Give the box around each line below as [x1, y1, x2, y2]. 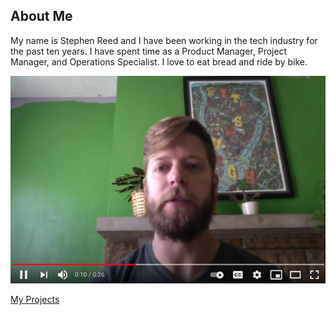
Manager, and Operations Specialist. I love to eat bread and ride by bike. [10, 55, 308, 68]
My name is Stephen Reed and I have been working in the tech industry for [10, 34, 318, 46]
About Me [10, 8, 73, 25]
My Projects [10, 294, 60, 306]
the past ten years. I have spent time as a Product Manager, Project [10, 45, 288, 57]
